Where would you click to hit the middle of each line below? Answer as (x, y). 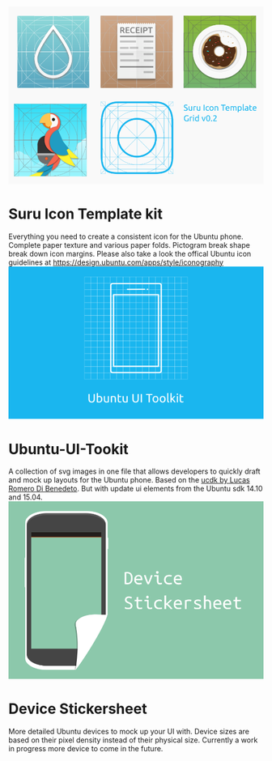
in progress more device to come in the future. (86, 748)
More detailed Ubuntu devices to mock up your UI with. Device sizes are (129, 731)
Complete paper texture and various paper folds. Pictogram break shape (130, 244)
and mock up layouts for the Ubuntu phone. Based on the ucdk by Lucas (129, 480)
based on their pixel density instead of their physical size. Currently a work (133, 740)
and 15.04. (25, 497)
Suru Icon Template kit (86, 214)
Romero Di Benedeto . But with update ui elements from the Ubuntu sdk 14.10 (136, 489)
